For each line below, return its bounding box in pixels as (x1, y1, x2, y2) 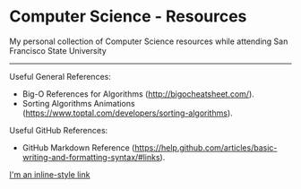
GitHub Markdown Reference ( (21, 142, 135, 153)
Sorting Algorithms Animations (21, 98, 136, 108)
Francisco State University (9, 45, 107, 56)
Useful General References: (9, 71, 112, 82)
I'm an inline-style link (9, 168, 90, 180)
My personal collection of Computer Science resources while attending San (9, 36, 288, 47)
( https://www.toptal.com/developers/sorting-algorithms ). (21, 107, 233, 118)
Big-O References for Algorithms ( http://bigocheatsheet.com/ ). (21, 88, 255, 99)
